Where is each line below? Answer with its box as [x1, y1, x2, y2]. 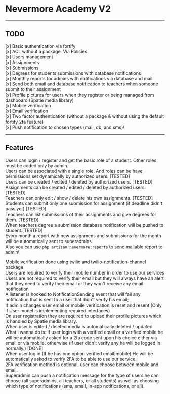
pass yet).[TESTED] [5, 205, 47, 211]
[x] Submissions [5, 65, 39, 71]
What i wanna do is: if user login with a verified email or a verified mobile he [5, 329, 163, 335]
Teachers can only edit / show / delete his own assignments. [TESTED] [5, 195, 153, 201]
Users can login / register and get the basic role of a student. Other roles [5, 157, 157, 163]
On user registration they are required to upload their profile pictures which [5, 313, 162, 319]
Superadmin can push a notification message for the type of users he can [5, 372, 159, 378]
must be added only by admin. [5, 162, 69, 168]
